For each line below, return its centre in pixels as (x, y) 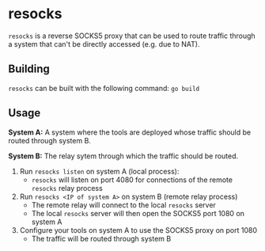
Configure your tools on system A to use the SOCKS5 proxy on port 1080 (138, 230)
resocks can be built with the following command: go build (104, 88)
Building (29, 69)
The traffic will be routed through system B (101, 238)
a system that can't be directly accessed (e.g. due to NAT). (104, 44)
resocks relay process (67, 188)
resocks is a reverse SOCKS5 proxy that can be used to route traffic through (132, 36)
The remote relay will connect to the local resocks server (123, 205)
